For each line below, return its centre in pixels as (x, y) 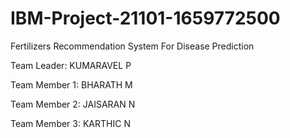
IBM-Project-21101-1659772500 (145, 18)
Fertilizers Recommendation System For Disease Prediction (132, 46)
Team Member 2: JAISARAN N (73, 104)
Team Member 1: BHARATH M (71, 84)
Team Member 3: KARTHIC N (70, 123)
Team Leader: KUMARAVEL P (71, 65)
